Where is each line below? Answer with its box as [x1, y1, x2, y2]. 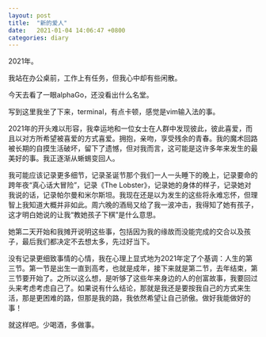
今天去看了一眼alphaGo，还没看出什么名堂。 [8, 90, 154, 100]
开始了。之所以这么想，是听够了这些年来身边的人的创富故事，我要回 [28, 274, 251, 283]
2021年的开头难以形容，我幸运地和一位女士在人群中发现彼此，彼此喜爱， [8, 124, 246, 133]
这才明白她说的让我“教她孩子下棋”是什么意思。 [8, 210, 161, 220]
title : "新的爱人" [8, 19, 68, 27]
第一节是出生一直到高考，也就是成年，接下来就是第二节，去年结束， [28, 263, 251, 274]
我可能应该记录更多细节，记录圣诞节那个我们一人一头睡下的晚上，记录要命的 [8, 170, 258, 180]
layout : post [8, 11, 51, 20]
